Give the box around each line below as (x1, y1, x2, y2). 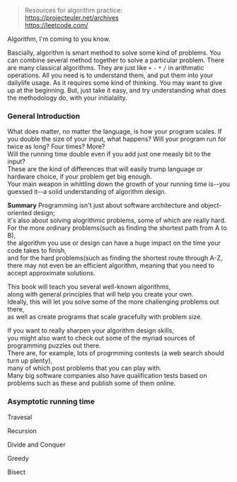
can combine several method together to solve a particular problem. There (7, 56, 225, 64)
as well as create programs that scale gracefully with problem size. (7, 313, 203, 321)
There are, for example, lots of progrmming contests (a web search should (7, 349, 224, 357)
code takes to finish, (7, 246, 67, 255)
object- (200, 201, 222, 210)
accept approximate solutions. (7, 269, 96, 277)
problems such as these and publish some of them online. (7, 379, 176, 388)
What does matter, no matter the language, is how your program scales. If (7, 127, 222, 136)
